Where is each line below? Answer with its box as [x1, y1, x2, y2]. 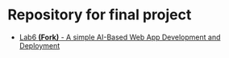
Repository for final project [7, 6, 192, 24]
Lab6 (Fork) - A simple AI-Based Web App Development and [19, 32, 221, 42]
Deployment [19, 40, 60, 50]
